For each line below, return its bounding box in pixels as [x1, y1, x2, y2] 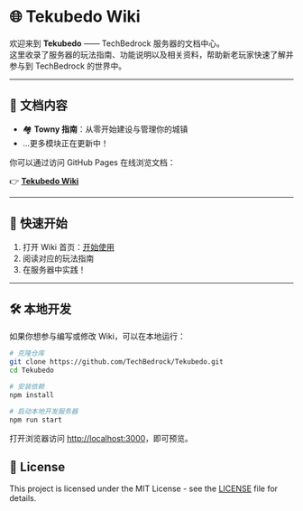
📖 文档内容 [9, 98, 68, 114]
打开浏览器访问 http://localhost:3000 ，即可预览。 [9, 432, 194, 443]
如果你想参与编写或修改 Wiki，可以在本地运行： [9, 331, 187, 342]
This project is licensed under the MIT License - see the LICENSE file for [9, 483, 278, 494]
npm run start [9, 415, 63, 424]
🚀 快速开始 [9, 216, 68, 231]
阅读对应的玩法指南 [22, 253, 95, 264]
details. [9, 493, 37, 504]
